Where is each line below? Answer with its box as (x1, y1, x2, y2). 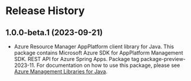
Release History (5, 4, 85, 18)
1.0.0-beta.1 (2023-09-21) (5, 28, 103, 38)
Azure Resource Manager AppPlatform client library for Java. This (14, 43, 174, 50)
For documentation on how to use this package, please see (37, 62, 180, 69)
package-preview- (140, 56, 186, 62)
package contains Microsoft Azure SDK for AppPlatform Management (14, 49, 183, 56)
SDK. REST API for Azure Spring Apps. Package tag (14, 56, 140, 62)
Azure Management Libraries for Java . (14, 68, 108, 75)
